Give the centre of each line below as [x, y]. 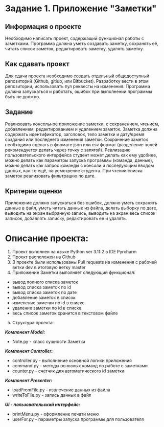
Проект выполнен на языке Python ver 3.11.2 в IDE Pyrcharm [74, 252]
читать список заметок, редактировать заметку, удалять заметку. [75, 49]
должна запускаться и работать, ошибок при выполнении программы [79, 91]
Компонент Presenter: [29, 381]
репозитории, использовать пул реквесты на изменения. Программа [78, 86]
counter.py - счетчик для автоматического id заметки [68, 371]
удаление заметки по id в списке [47, 308]
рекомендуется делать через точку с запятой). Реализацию [68, 150]
